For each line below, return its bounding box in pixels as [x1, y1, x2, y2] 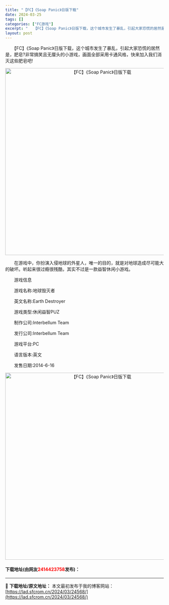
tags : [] [5, 17, 24, 22]
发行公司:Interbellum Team [14, 330, 69, 336]
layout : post [5, 31, 33, 36]
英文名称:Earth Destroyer [14, 298, 66, 304]
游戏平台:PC [14, 341, 39, 347]
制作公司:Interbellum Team [14, 320, 69, 325]
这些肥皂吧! [9, 58, 34, 63]
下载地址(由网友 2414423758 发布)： [5, 566, 80, 572]
